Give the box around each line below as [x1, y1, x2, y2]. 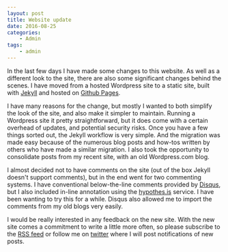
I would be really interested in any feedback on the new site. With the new [7, 215, 215, 223]
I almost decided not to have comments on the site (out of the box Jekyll [7, 165, 210, 174]
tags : [7, 42, 23, 48]
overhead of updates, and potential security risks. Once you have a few [7, 124, 208, 132]
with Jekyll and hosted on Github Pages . [7, 88, 121, 96]
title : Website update [7, 16, 72, 23]
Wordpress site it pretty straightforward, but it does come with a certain [7, 116, 208, 124]
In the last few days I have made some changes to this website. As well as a [7, 66, 220, 75]
